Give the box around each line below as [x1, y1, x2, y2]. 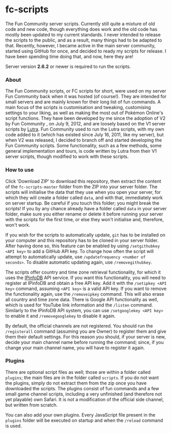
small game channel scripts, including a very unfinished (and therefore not [5, 391, 162, 397]
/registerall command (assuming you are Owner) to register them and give [5, 328, 166, 334]
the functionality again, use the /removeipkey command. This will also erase [5, 291, 165, 297]
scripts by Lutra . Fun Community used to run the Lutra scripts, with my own [5, 126, 165, 132]
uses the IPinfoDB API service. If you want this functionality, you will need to [5, 274, 166, 281]
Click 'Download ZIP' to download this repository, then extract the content [5, 178, 161, 184]
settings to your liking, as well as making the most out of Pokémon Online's [5, 110, 164, 116]
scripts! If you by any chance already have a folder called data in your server [5, 205, 167, 211]
